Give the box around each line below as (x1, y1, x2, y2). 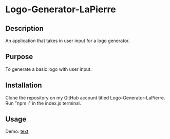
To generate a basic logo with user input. (5, 66, 92, 72)
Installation (5, 81, 42, 90)
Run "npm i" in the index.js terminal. (5, 100, 81, 106)
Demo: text (5, 128, 29, 134)
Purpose (5, 52, 33, 61)
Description (5, 24, 44, 33)
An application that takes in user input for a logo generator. (5, 37, 130, 44)
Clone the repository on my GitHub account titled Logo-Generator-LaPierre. (5, 94, 165, 101)
